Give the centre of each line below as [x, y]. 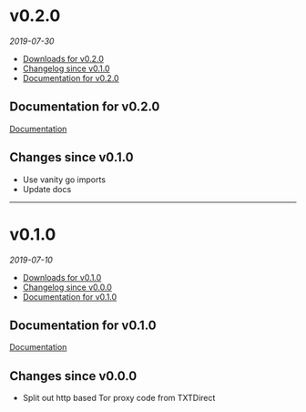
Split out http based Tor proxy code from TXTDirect [119, 398]
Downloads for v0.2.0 [63, 58]
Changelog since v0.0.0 [67, 287]
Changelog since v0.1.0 [66, 68]
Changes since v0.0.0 [73, 376]
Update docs [47, 189]
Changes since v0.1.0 [71, 157]
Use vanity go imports [64, 180]
